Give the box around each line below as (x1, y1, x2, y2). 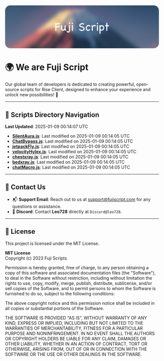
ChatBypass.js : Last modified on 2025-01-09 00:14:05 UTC (12, 138, 133, 144)
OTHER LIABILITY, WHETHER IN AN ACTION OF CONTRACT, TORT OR (5, 341, 147, 347)
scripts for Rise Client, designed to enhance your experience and (20, 87, 151, 93)
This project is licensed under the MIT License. (5, 241, 100, 246)
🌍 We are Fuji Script (5, 62, 89, 73)
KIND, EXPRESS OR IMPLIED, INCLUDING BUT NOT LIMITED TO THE (5, 320, 143, 326)
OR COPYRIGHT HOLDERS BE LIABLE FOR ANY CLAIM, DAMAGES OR (5, 336, 146, 341)
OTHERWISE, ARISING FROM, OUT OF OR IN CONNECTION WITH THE (5, 346, 147, 352)
